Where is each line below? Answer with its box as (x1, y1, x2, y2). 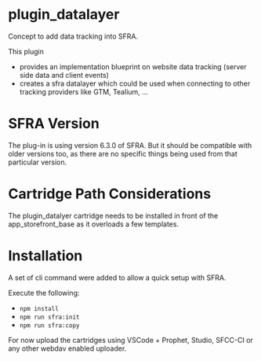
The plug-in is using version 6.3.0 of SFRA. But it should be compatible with (8, 140, 252, 150)
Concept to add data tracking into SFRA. (8, 31, 139, 41)
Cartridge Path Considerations (8, 185, 212, 203)
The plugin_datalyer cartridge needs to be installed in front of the (8, 211, 219, 220)
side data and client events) (19, 70, 110, 79)
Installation (8, 247, 83, 264)
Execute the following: (8, 288, 80, 297)
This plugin (8, 46, 45, 56)
